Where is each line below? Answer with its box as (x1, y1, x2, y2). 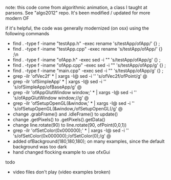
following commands (5, 31, 50, 36)
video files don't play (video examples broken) (12, 169, 111, 175)
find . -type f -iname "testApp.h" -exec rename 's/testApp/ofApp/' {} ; (12, 40, 160, 47)
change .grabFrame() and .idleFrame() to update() (12, 111, 118, 117)
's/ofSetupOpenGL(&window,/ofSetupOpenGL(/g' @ (12, 106, 123, 111)
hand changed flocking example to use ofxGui (12, 149, 110, 155)
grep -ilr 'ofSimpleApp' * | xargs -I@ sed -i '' (12, 79, 106, 84)
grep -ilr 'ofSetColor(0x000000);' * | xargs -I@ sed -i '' (12, 127, 129, 133)
